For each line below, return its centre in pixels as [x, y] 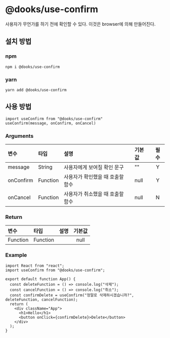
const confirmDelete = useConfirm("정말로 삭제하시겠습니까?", [72, 295]
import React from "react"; [35, 266]
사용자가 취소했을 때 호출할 [94, 194]
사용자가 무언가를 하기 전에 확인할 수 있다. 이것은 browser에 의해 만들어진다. [80, 24]
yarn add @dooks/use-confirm [36, 90]
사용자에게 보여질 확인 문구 [94, 167]
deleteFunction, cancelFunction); [42, 299]
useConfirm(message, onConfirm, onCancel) [51, 123]
